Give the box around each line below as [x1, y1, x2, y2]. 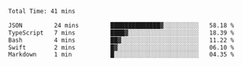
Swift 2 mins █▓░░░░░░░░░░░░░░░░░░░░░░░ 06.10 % [8, 43, 235, 51]
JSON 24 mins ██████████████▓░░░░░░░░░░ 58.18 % [8, 21, 235, 29]
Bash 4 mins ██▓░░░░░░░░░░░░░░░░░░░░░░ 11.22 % [8, 36, 235, 44]
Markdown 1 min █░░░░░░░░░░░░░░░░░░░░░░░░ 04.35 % [8, 51, 235, 59]
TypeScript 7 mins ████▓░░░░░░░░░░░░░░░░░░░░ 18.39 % [8, 28, 235, 37]
